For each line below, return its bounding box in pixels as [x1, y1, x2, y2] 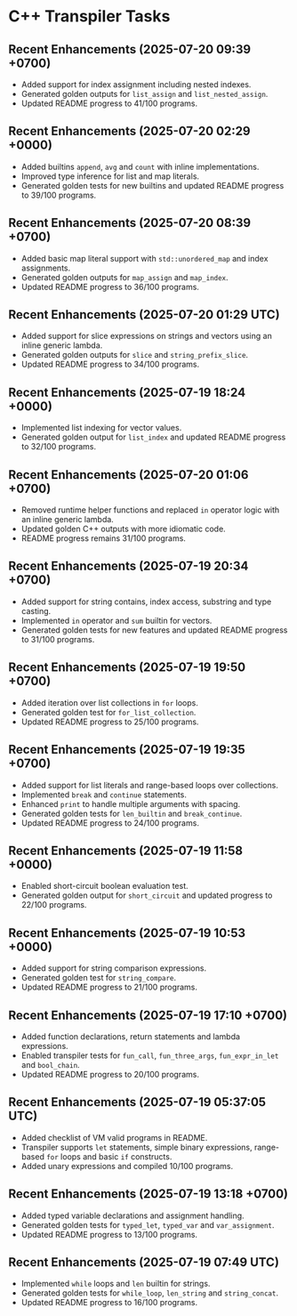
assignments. [20, 262, 71, 273]
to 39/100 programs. [20, 190, 97, 200]
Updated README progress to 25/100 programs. [20, 716, 199, 727]
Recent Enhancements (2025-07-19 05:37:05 [8, 1094, 267, 1110]
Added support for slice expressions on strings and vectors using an [20, 331, 272, 342]
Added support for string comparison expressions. [20, 963, 206, 973]
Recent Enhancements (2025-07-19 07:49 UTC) [8, 1255, 279, 1270]
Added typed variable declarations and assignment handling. [20, 1210, 245, 1221]
